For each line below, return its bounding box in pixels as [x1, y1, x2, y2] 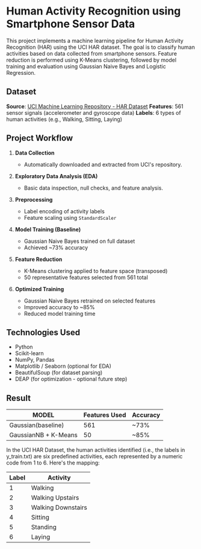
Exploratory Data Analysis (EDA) [14, 172, 98, 179]
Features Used [83, 411, 126, 419]
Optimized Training [14, 285, 64, 292]
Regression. [6, 69, 36, 76]
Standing [31, 523, 57, 531]
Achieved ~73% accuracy [23, 243, 88, 251]
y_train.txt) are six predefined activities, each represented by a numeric [6, 453, 183, 460]
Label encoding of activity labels [23, 207, 105, 215]
